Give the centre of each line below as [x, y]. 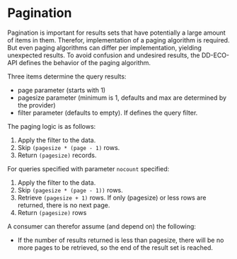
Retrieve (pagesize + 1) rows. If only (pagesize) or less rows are [112, 197]
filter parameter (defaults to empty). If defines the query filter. [108, 113]
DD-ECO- [215, 55]
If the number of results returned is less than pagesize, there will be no [121, 240]
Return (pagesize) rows [52, 212]
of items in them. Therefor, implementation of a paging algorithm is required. [118, 40]
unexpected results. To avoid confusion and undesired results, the [104, 55]
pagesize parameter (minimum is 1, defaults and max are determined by [122, 98]
